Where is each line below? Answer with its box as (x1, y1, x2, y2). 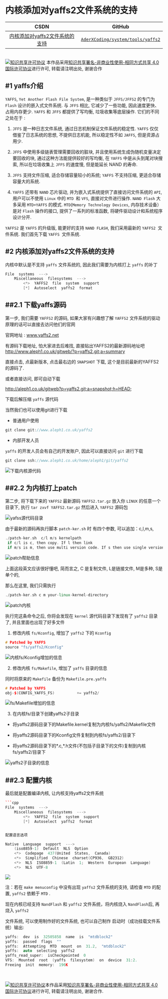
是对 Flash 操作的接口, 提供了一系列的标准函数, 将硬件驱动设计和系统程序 (12, 208, 163, 214)
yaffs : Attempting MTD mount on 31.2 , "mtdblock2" (5, 944, 126, 949)
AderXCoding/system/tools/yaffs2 (80, 36, 160, 42)
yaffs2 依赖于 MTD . (11, 890, 51, 896)
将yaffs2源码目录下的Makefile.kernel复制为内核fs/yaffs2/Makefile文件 (12, 721, 156, 728)
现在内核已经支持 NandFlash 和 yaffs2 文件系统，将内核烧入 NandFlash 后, (5, 901, 154, 907)
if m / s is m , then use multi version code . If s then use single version (7, 545, 164, 551)
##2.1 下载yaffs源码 (5, 301, 66, 309)
